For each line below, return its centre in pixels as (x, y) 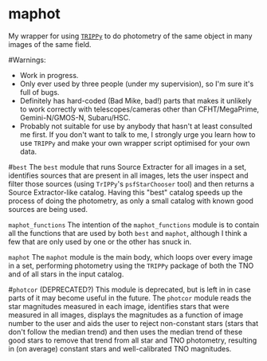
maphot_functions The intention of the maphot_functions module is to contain (134, 225)
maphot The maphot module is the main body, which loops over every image (131, 257)
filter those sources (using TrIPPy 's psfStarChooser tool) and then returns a (132, 183)
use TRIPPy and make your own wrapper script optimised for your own (135, 143)
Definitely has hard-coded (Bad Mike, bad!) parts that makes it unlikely (135, 100)
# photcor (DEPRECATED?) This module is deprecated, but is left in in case (130, 289)
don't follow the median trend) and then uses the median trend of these (126, 332)
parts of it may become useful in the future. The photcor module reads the (130, 298)
